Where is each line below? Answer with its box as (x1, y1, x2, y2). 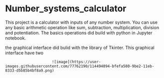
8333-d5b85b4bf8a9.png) (5, 68, 55, 73)
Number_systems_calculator (5, 3, 127, 14)
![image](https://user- (52, 59, 101, 64)
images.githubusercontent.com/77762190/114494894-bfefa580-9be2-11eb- (5, 64, 155, 69)
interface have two (5, 50, 44, 56)
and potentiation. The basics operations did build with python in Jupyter (5, 30, 153, 36)
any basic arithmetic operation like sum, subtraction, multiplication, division (5, 24, 160, 30)
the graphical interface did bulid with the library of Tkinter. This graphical (5, 44, 155, 50)
